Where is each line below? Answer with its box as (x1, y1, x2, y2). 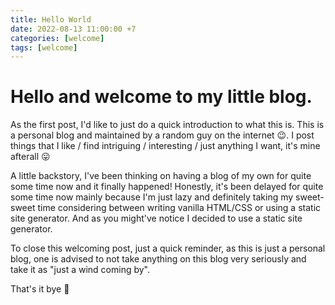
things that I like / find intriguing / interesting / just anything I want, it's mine (10, 140, 321, 152)
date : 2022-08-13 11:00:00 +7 (10, 24, 137, 34)
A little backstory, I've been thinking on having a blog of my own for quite (10, 170, 312, 182)
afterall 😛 (10, 151, 51, 163)
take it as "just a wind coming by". (10, 264, 151, 276)
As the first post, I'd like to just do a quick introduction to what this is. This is (10, 119, 325, 131)
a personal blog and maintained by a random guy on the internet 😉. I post (10, 129, 315, 141)
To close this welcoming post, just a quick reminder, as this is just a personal (10, 242, 326, 255)
